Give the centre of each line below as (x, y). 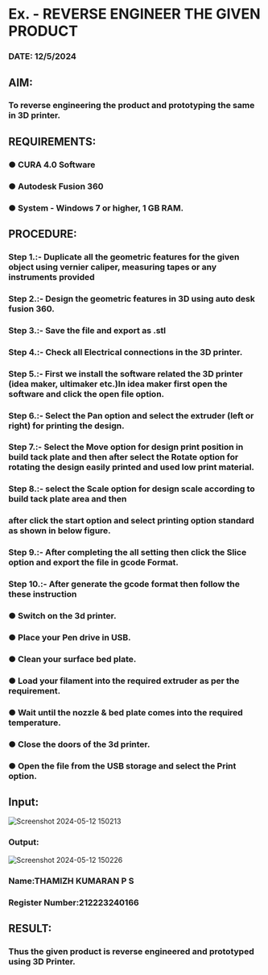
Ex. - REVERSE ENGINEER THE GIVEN (134, 14)
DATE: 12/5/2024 (42, 56)
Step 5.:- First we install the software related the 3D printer (126, 373)
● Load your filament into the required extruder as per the (124, 681)
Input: (23, 802)
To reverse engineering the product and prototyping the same (132, 106)
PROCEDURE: (43, 233)
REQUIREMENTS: (52, 142)
